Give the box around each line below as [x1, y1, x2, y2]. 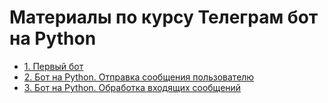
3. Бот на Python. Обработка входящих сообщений [23, 81, 242, 93]
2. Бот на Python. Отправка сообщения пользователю [23, 71, 255, 83]
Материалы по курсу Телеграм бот [9, 6, 319, 29]
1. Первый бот [23, 60, 84, 72]
